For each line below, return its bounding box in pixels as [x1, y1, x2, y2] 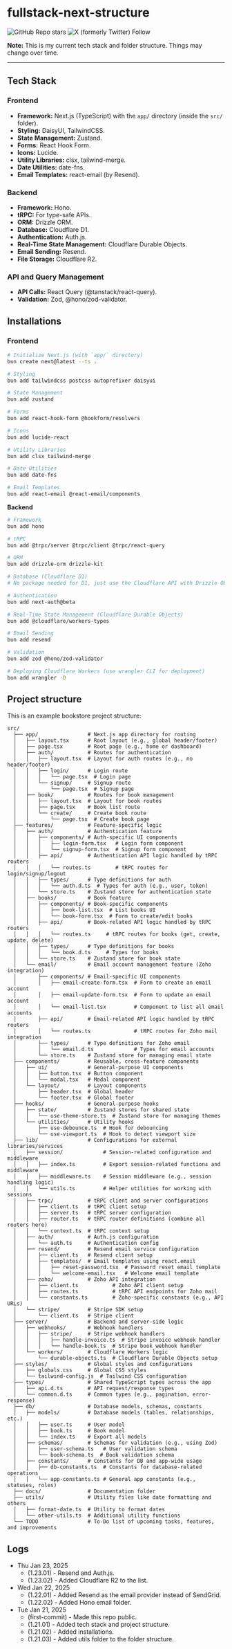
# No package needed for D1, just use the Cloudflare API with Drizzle [7, 580, 217, 587]
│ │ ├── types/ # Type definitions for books [13, 943, 175, 950]
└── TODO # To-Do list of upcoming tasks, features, [13, 1518, 215, 1525]
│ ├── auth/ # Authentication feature [13, 828, 162, 835]
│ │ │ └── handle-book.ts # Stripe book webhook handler [13, 1342, 202, 1350]
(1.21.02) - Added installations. [27, 1628, 114, 1636]
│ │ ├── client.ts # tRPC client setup [13, 1203, 147, 1210]
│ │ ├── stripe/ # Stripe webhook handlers [13, 1331, 166, 1338]
